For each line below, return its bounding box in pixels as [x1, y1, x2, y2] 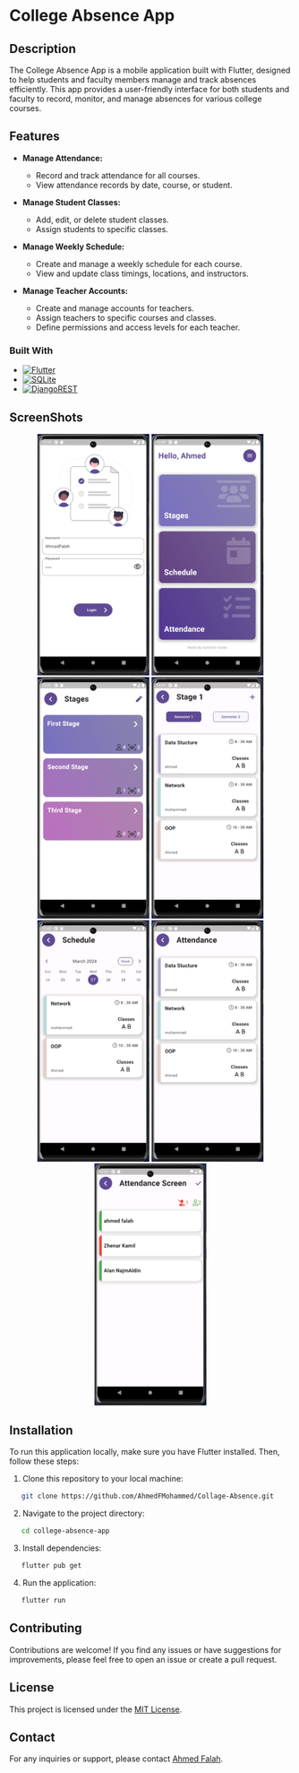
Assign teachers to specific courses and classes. [35, 312, 217, 323]
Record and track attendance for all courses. [35, 169, 201, 180]
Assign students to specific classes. [35, 223, 168, 234]
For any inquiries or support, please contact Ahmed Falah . [9, 1753, 224, 1764]
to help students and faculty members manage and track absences [9, 74, 257, 85]
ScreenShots [9, 410, 83, 425]
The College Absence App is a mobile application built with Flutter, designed [9, 65, 291, 75]
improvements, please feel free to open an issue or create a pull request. [9, 1654, 278, 1665]
